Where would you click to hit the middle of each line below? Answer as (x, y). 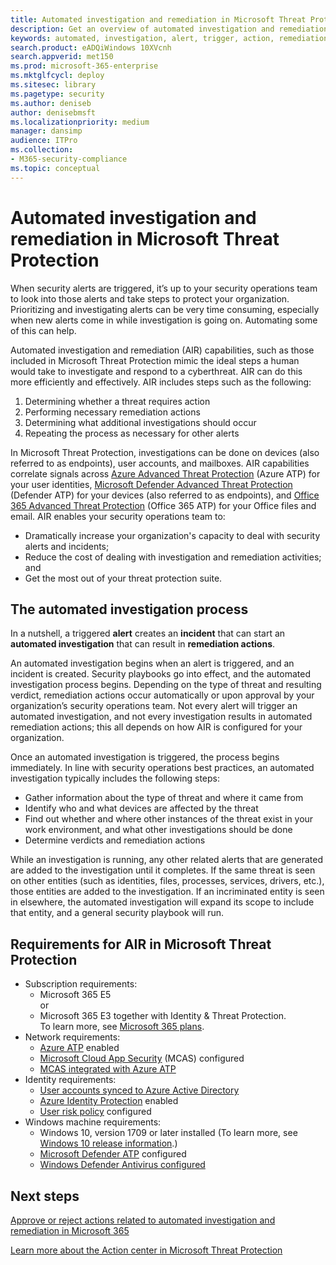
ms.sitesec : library (53, 85)
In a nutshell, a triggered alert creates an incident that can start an (148, 633)
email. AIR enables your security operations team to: (118, 516)
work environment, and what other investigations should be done (158, 830)
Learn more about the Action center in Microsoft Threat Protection (146, 1250)
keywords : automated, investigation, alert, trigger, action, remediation (169, 38)
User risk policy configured (95, 1112)
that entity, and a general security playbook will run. (117, 913)
